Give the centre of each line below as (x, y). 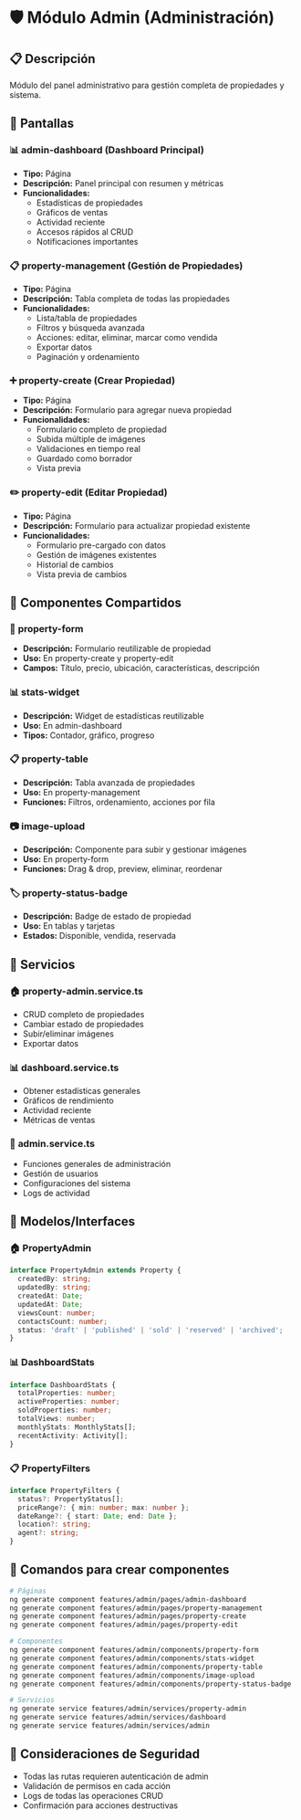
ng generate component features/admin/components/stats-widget (132, 1658)
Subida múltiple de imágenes (91, 439)
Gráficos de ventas (72, 212)
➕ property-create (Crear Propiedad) (93, 380)
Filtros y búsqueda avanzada (91, 327)
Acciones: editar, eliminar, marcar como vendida (127, 337)
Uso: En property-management (81, 792)
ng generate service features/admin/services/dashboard (118, 1718)
